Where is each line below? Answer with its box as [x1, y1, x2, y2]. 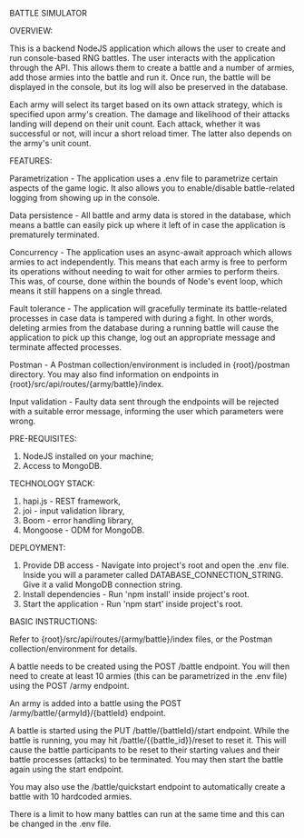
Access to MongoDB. [22, 461, 103, 471]
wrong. [9, 415, 36, 426]
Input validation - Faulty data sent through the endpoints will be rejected [9, 396, 279, 407]
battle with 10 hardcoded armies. [9, 791, 132, 802]
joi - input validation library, [22, 505, 125, 516]
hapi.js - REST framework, [22, 495, 121, 506]
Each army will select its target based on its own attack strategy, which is [9, 99, 283, 110]
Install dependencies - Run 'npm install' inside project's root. [22, 589, 250, 599]
